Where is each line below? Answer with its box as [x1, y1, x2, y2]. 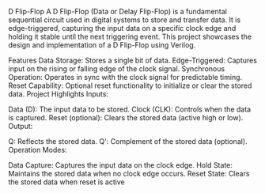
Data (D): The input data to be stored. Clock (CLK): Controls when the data [8, 104, 252, 114]
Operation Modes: [8, 146, 67, 154]
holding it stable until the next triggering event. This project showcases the [8, 32, 252, 41]
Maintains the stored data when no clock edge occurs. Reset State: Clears [8, 169, 250, 178]
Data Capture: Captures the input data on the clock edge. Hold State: [8, 161, 233, 169]
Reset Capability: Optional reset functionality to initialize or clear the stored [8, 81, 252, 90]
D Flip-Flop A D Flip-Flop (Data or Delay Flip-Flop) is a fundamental [8, 7, 227, 16]
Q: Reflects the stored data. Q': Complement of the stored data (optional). [8, 137, 248, 146]
